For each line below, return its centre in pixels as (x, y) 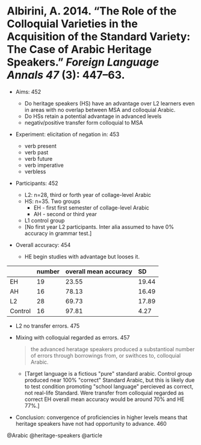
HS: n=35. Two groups (52, 201)
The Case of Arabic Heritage (79, 50)
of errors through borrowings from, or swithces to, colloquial (106, 355)
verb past (36, 152)
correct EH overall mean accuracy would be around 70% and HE (104, 399)
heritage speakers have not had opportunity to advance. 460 (91, 423)
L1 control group (45, 220)
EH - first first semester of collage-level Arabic (91, 207)
